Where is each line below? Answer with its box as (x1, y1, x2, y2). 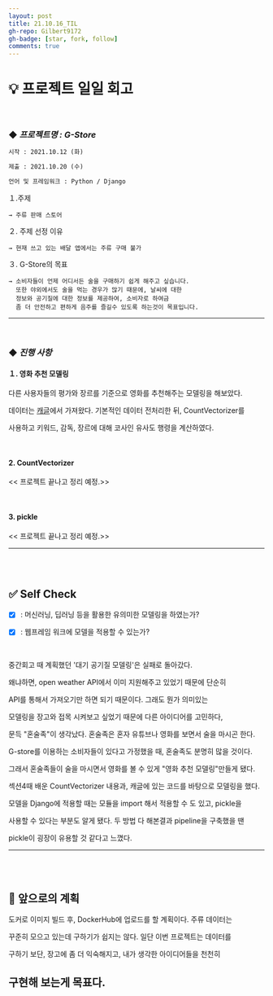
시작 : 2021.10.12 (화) (8, 148, 84, 156)
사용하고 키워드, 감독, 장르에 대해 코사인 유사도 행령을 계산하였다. (8, 423, 214, 432)
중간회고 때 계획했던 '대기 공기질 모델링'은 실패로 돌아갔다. (8, 660, 193, 670)
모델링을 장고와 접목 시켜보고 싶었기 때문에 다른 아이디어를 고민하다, (8, 712, 223, 722)
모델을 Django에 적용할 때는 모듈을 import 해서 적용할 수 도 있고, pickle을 (8, 799, 242, 809)
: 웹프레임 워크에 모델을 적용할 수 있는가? (19, 627, 150, 637)
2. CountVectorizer (8, 458, 75, 467)
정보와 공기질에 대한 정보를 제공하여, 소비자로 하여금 (15, 294, 170, 302)
